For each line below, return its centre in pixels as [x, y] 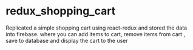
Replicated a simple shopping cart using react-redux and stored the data [96, 28]
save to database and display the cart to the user [67, 40]
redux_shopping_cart [61, 11]
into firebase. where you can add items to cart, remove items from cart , [96, 34]
